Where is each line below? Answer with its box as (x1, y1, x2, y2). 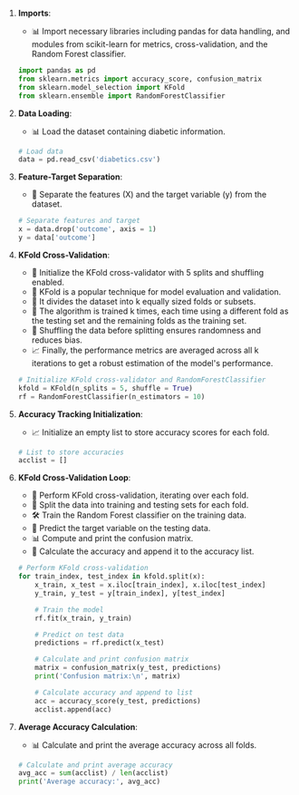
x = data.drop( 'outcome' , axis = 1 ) (17, 225, 157, 234)
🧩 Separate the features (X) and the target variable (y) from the (31, 189, 267, 200)
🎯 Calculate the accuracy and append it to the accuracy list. (31, 546, 255, 557)
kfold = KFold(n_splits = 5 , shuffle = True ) (17, 383, 193, 393)
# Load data (17, 147, 63, 156)
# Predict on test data (34, 630, 124, 639)
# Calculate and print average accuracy (17, 761, 173, 770)
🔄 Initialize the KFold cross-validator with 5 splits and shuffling (31, 267, 265, 277)
